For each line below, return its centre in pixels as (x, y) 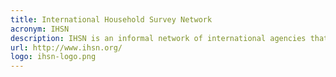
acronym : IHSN (40, 29)
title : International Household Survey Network (111, 19)
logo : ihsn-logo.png (53, 57)
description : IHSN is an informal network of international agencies (158, 38)
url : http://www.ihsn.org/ (66, 47)
